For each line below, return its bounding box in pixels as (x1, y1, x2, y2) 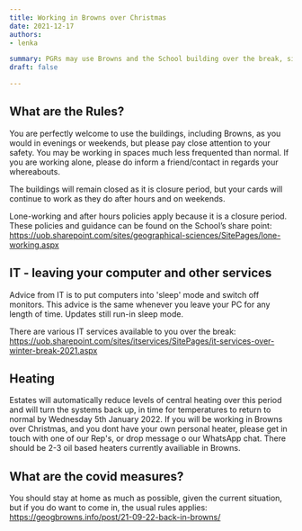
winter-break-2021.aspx (9, 345, 98, 355)
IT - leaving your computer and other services (9, 265, 272, 281)
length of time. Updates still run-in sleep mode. (9, 308, 184, 319)
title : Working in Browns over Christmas (9, 13, 167, 22)
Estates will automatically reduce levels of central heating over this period (9, 395, 282, 406)
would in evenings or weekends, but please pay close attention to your (9, 137, 271, 148)
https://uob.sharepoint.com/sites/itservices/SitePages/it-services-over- (9, 335, 275, 346)
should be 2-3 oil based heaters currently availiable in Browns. (9, 443, 241, 454)
